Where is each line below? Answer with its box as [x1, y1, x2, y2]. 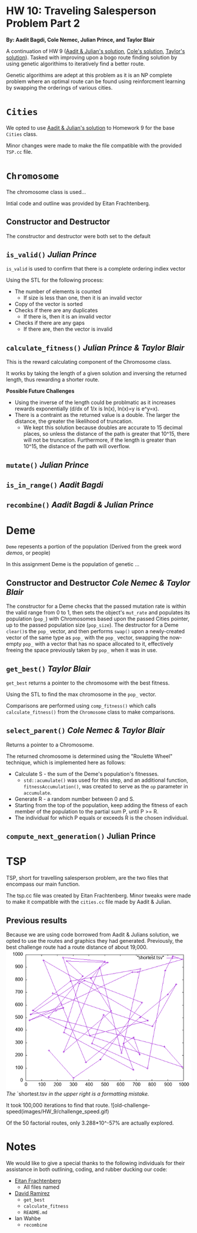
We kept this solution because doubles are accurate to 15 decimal [23, 424, 183, 431]
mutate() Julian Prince [6, 460, 89, 470]
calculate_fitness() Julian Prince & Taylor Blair [6, 343, 185, 353]
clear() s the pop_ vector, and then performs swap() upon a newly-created [6, 628, 185, 635]
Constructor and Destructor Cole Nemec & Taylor [6, 578, 191, 588]
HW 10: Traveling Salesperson [6, 4, 156, 18]
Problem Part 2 [6, 17, 81, 30]
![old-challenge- [111, 1102, 151, 1109]
